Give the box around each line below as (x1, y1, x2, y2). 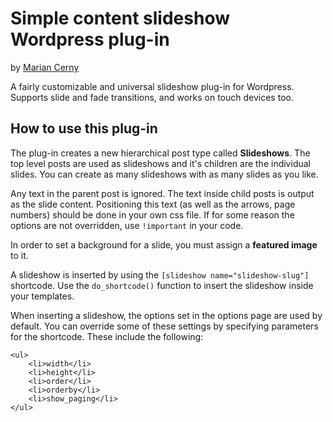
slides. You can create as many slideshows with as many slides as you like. (10, 168, 319, 180)
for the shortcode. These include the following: (10, 330, 204, 342)
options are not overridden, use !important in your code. (10, 219, 244, 231)
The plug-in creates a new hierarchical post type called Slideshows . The (10, 147, 311, 159)
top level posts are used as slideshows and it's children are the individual (10, 157, 311, 169)
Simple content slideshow (10, 7, 230, 30)
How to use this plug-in (10, 120, 158, 137)
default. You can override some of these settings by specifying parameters (10, 320, 319, 332)
